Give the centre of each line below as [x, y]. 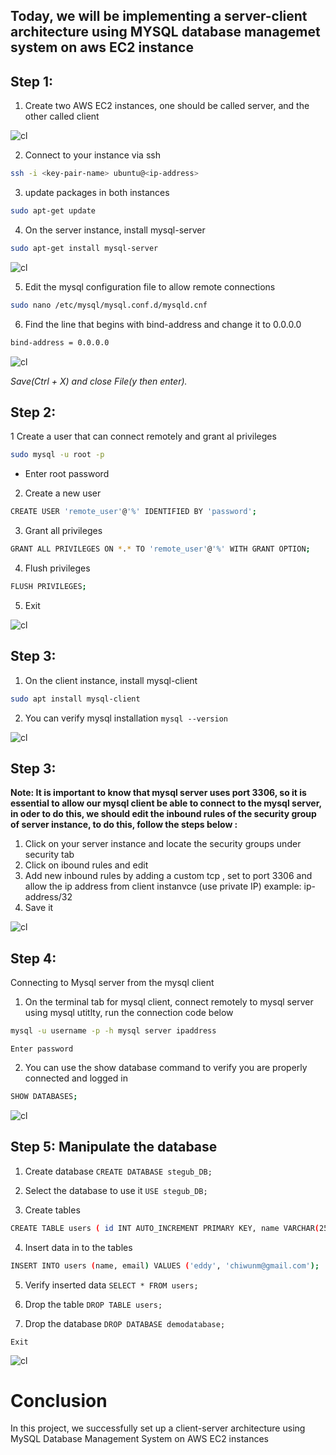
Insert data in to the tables [78, 1247]
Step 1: [32, 81]
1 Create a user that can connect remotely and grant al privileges [143, 436]
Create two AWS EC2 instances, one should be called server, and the [167, 106]
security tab [49, 855]
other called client [62, 116]
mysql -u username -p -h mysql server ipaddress [113, 1031]
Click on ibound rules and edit [86, 865]
